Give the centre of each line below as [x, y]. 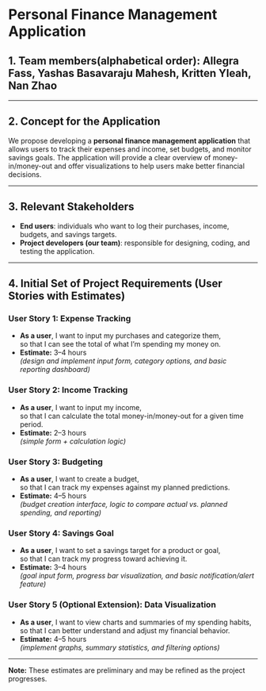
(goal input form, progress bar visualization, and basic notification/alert [137, 576]
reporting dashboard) [55, 370]
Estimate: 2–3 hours [53, 432]
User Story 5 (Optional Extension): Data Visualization [112, 605]
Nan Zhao [33, 85]
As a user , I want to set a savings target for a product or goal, [120, 551]
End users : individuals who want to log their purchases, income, [124, 226]
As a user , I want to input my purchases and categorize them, [120, 336]
